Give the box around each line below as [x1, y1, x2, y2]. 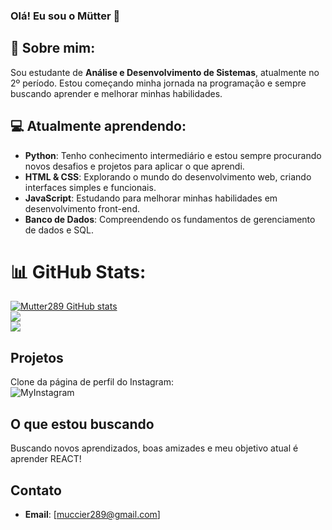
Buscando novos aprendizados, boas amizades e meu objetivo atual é [10, 442, 299, 454]
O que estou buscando [10, 415, 155, 433]
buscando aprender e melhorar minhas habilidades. [10, 87, 223, 99]
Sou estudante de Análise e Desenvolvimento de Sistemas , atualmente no [10, 66, 320, 78]
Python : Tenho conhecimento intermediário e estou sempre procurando [24, 149, 322, 161]
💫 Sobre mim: [10, 40, 96, 57]
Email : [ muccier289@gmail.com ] [24, 508, 161, 520]
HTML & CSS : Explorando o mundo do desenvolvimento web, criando [24, 170, 312, 183]
